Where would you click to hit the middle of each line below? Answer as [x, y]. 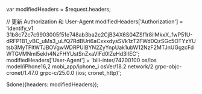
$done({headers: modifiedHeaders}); [52, 84]
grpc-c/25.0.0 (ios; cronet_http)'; [80, 73]
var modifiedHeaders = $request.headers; [59, 9]
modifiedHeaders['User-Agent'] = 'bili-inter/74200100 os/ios [81, 60]
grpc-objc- [168, 66]
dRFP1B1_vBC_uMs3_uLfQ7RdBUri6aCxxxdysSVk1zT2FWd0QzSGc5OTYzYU [101, 41]
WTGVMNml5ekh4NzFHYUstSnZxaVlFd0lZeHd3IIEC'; [73, 54]
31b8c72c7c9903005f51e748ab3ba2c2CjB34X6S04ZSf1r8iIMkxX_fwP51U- [99, 35]
